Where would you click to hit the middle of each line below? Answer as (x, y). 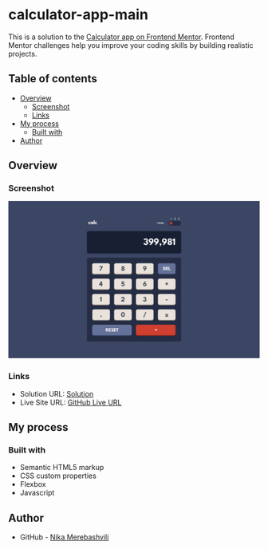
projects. (23, 53)
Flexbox (33, 484)
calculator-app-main (79, 15)
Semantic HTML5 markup (62, 468)
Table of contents (53, 79)
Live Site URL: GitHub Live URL (71, 402)
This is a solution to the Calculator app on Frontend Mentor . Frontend (122, 37)
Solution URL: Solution (57, 393)
